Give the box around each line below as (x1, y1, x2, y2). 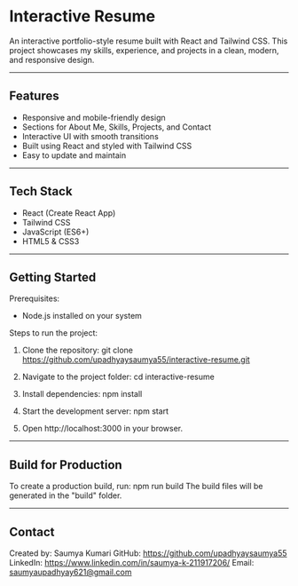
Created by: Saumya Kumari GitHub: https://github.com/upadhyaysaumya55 (9, 548, 287, 558)
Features (9, 89, 59, 104)
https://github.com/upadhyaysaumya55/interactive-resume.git (21, 354, 250, 365)
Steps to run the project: (9, 328, 98, 338)
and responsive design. (9, 54, 95, 65)
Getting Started (9, 269, 97, 285)
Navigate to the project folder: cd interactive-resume (21, 371, 215, 383)
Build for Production (9, 457, 122, 472)
